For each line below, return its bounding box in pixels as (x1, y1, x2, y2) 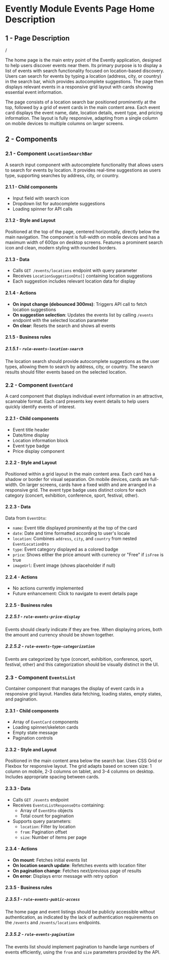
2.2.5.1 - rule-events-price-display (5, 614, 80, 620)
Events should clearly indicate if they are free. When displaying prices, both (5, 626, 162, 632)
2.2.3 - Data (5, 504, 31, 510)
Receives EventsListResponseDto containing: (12, 802, 105, 808)
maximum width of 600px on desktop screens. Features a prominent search (5, 239, 163, 245)
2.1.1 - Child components (5, 184, 58, 190)
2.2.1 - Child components (5, 415, 59, 421)
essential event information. (5, 89, 63, 95)
